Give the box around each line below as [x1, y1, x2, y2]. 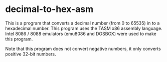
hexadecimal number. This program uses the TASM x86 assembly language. [5, 25, 163, 31]
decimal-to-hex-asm [5, 3, 94, 15]
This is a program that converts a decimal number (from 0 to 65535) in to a [5, 20, 160, 26]
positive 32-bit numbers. [5, 51, 56, 57]
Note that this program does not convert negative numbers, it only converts [5, 45, 161, 51]
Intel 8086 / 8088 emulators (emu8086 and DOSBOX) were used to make [5, 30, 156, 36]
